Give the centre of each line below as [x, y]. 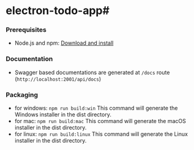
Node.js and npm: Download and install [64, 43]
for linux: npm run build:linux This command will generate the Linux [101, 134]
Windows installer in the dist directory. [63, 114]
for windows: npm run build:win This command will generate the [96, 108]
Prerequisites [26, 30]
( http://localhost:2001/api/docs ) [58, 79]
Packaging [22, 94]
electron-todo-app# [58, 11]
